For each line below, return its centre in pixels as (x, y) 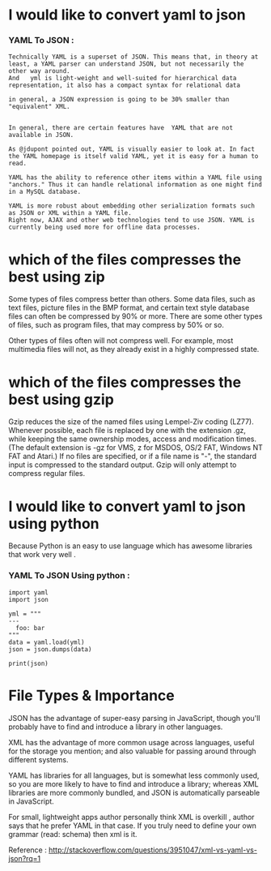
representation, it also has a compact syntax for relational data (125, 86)
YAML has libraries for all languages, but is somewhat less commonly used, (134, 775)
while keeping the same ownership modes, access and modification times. (133, 439)
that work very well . (42, 555)
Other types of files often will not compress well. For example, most (121, 341)
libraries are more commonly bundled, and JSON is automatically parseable (134, 792)
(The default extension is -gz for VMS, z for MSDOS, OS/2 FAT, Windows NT (135, 448)
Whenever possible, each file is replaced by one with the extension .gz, (127, 431)
